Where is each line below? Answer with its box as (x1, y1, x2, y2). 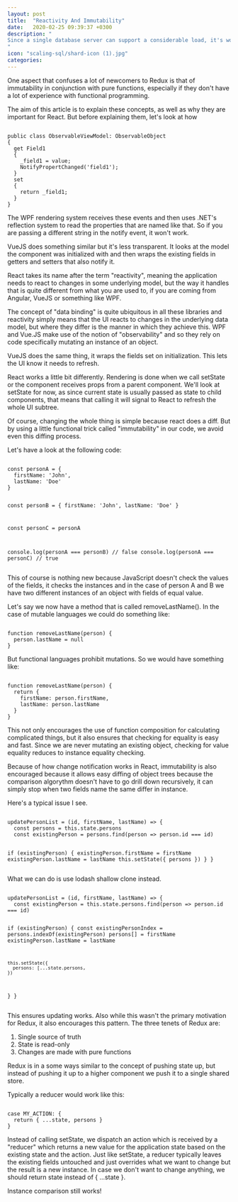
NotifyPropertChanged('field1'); (20, 163, 119, 170)
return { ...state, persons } (13, 1116, 103, 1123)
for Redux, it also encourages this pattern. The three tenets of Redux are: (7, 1019, 221, 1027)
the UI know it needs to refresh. (7, 359, 100, 367)
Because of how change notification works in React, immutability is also (7, 762, 217, 771)
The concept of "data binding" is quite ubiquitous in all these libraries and (7, 307, 222, 316)
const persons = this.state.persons (13, 825, 122, 832)
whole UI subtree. (7, 403, 59, 411)
